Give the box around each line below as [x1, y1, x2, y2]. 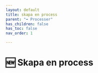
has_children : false [5, 21, 49, 27]
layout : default [5, 7, 39, 13]
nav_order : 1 [5, 31, 33, 36]
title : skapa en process [5, 12, 57, 17]
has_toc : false [5, 26, 37, 31]
